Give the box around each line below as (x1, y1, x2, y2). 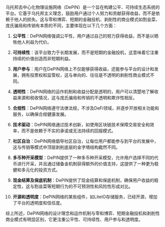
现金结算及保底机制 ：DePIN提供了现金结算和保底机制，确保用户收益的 (12, 178, 155, 183)
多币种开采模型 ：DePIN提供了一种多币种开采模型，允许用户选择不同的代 (12, 155, 159, 160)
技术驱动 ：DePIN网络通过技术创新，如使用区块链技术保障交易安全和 (12, 122, 150, 127)
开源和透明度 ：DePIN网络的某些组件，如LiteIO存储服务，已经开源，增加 (12, 194, 158, 200)
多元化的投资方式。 (21, 167, 60, 173)
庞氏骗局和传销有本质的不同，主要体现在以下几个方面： (5, 23, 117, 28)
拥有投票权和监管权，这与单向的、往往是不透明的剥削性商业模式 (21, 72, 150, 78)
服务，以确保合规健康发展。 (12, 112, 69, 117)
